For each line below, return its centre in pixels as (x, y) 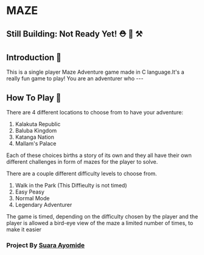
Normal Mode (32, 198)
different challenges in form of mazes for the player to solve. (82, 162)
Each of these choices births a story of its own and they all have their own (99, 155)
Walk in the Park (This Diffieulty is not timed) (71, 186)
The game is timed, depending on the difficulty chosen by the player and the (102, 217)
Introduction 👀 (34, 58)
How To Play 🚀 (34, 98)
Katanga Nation (35, 137)
